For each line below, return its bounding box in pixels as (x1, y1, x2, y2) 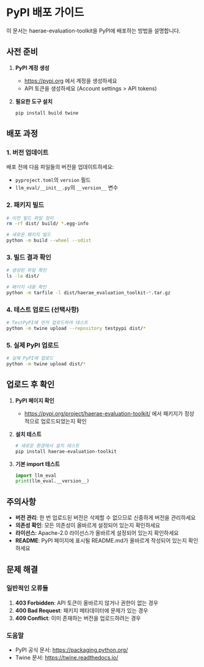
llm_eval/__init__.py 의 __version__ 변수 (15, 184, 118, 192)
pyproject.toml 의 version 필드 (15, 176, 91, 184)
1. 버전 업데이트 (6, 148, 49, 157)
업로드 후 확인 (6, 379, 55, 390)
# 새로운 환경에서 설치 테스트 (15, 442, 79, 449)
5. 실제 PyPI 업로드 (6, 341, 59, 349)
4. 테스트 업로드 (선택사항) (6, 305, 79, 314)
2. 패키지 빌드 (6, 201, 45, 209)
